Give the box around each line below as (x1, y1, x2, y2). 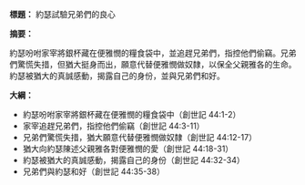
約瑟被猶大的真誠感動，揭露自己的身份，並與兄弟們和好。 (9, 70, 225, 81)
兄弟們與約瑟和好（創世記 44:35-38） (22, 166, 166, 177)
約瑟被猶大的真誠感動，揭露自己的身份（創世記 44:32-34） (22, 155, 246, 165)
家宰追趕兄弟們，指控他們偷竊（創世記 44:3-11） (22, 120, 205, 131)
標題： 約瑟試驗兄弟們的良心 (9, 9, 116, 19)
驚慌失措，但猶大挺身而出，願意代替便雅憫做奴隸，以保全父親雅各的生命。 (16, 59, 297, 69)
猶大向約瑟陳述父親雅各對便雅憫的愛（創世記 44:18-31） (22, 143, 234, 154)
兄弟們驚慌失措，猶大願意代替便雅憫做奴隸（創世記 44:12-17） (22, 132, 258, 142)
